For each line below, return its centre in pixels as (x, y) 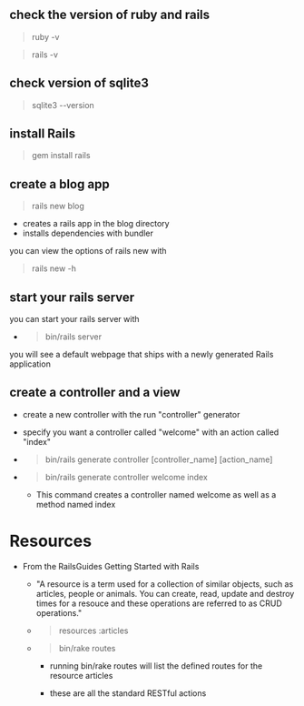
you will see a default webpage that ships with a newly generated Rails (142, 355)
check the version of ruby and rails (110, 15)
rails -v (45, 55)
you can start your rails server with (74, 319)
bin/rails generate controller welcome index (127, 477)
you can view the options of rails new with (88, 251)
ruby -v (45, 36)
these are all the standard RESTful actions (128, 693)
